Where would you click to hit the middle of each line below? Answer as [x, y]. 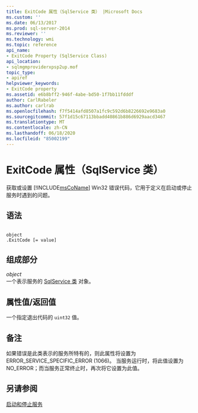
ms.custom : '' [24, 17]
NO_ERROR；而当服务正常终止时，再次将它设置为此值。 [74, 368]
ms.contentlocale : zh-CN [37, 128]
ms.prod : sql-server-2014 [38, 28]
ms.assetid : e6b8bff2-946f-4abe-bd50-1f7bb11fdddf [70, 94]
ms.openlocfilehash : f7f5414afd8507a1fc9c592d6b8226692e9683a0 [86, 111]
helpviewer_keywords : [33, 84]
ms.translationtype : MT [36, 122]
